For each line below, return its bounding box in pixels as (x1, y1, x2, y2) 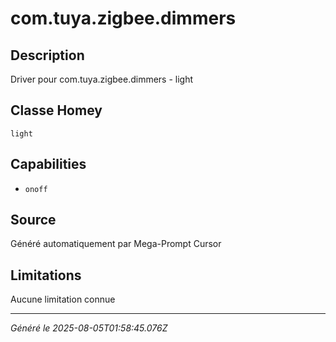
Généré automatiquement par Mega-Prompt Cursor (10, 238, 222, 250)
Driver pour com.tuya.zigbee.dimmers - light (10, 73, 194, 85)
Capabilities (10, 156, 87, 173)
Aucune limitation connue (10, 293, 116, 306)
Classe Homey (10, 102, 103, 119)
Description (10, 47, 85, 64)
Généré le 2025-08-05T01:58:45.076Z (10, 322, 168, 334)
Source (10, 212, 57, 229)
